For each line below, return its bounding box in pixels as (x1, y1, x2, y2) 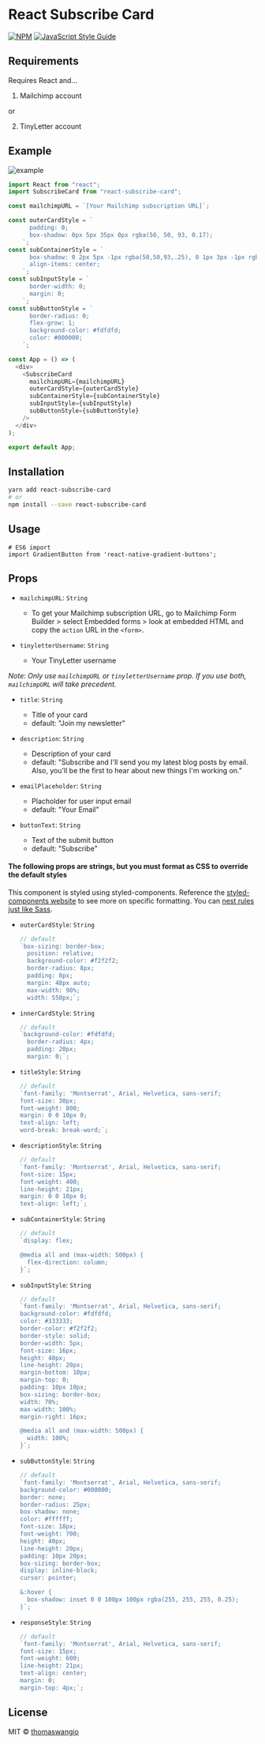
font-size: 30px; (19, 1096, 77, 1105)
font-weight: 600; (19, 1655, 80, 1663)
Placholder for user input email (31, 796, 132, 806)
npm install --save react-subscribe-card (8, 501, 147, 509)
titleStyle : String (19, 1066, 81, 1076)
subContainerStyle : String (19, 1214, 106, 1223)
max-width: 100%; (19, 1405, 77, 1413)
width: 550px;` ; (27, 994, 80, 1002)
